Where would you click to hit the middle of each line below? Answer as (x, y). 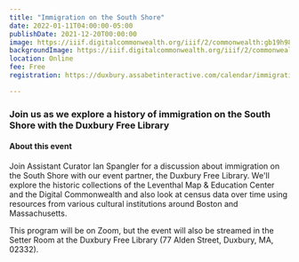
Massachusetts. (38, 213)
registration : (36, 75)
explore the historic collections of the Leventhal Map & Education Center (142, 185)
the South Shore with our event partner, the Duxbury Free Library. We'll (139, 175)
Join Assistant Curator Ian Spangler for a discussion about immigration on (145, 166)
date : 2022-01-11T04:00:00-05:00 (71, 26)
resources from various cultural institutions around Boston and (124, 203)
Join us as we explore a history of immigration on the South (140, 114)
